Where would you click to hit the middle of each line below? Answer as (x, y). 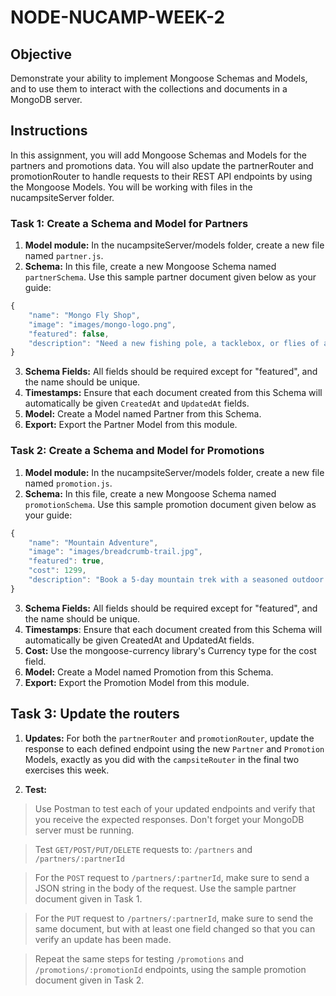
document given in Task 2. (89, 980)
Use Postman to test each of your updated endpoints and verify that (175, 808)
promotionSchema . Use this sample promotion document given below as (170, 504)
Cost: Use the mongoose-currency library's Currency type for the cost (170, 650)
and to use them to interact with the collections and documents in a (149, 89)
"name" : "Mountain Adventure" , (93, 542)
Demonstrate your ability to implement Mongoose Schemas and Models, (159, 78)
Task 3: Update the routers (95, 714)
